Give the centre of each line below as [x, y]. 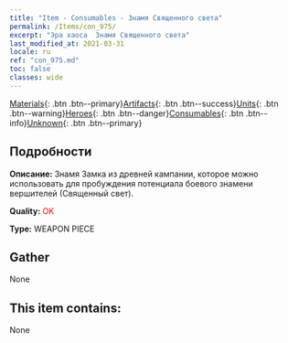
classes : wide [37, 78]
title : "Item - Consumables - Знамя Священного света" [116, 18]
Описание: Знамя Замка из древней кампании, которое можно [134, 174]
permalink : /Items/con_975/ [63, 27]
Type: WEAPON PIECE [52, 229]
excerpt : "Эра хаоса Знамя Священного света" [100, 35]
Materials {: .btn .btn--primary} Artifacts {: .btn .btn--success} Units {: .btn [144, 103]
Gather [30, 257]
